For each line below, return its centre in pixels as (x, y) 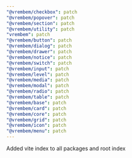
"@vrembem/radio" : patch (38, 92)
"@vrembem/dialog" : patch (39, 46)
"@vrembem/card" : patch (36, 108)
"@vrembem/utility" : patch (40, 29)
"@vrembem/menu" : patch (36, 131)
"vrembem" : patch (28, 35)
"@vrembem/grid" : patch (36, 120)
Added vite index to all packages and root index (66, 148)
